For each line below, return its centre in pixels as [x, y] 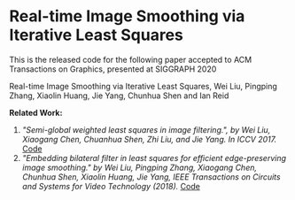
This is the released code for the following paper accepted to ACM [131, 59]
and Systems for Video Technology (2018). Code [111, 186]
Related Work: [36, 112]
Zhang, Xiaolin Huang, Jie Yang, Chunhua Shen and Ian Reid [119, 96]
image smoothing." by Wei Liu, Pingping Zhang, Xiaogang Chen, [139, 167]
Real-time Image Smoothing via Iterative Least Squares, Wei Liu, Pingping [143, 86]
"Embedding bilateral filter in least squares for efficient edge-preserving [154, 158]
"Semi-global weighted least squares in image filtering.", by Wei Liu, [146, 129]
